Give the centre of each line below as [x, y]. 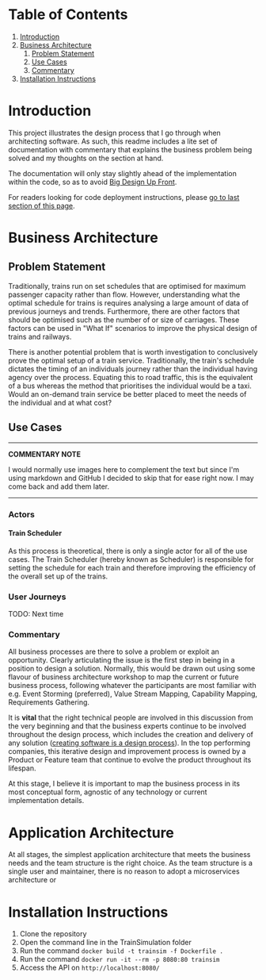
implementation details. [46, 801]
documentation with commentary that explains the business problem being [130, 149]
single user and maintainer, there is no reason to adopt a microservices [124, 871]
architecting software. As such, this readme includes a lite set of [113, 141]
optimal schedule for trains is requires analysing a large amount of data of [129, 302]
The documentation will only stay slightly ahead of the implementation [123, 173]
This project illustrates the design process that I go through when [115, 133]
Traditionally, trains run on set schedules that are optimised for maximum [127, 286]
